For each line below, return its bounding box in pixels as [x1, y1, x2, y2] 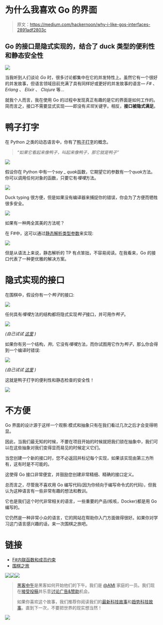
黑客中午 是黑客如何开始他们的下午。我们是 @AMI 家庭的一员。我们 [16, 582, 151, 588]
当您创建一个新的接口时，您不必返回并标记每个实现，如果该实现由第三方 [5, 455, 149, 461]
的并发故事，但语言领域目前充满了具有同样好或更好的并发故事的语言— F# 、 [5, 80, 158, 86]
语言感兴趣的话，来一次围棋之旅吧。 [17, 521, 90, 527]
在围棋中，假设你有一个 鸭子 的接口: [5, 292, 75, 298]
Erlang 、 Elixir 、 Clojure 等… [5, 86, 65, 93]
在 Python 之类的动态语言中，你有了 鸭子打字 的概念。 [5, 139, 111, 145]
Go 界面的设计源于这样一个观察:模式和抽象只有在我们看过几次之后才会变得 [5, 422, 154, 428]
